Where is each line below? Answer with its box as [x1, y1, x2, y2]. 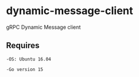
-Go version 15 [6, 66, 44, 72]
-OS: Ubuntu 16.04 [6, 56, 51, 62]
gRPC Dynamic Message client [6, 24, 81, 31]
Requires [6, 41, 40, 51]
